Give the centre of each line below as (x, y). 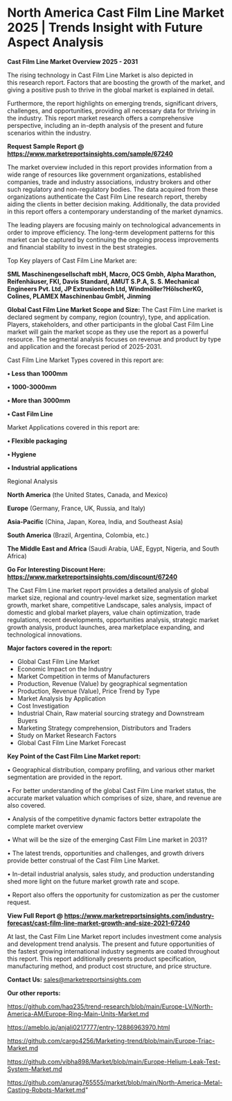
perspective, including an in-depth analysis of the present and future (105, 125)
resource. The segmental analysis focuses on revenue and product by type (114, 339)
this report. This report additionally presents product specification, (102, 959)
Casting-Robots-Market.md (46, 1090)
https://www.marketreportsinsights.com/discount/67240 (92, 577)
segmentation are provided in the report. (65, 777)
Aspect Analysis (55, 42)
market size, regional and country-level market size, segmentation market (112, 597)
